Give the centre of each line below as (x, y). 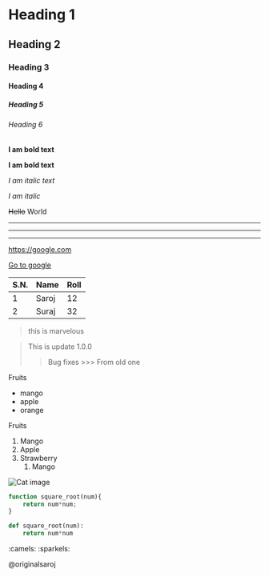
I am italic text (32, 180)
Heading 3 (29, 67)
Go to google (30, 265)
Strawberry (38, 458)
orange (32, 410)
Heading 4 (26, 86)
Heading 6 (26, 125)
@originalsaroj (32, 564)
